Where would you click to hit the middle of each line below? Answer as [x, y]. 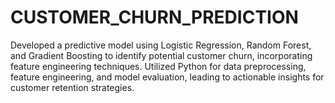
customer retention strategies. [72, 87]
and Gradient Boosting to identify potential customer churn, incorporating [161, 55]
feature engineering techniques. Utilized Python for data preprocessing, [158, 66]
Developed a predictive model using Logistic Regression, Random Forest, [161, 45]
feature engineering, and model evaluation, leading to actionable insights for [167, 77]
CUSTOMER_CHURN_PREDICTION [154, 17]
